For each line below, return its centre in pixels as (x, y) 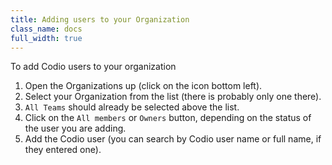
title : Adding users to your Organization (100, 19)
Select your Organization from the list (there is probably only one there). (173, 97)
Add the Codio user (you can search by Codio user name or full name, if (173, 139)
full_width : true (46, 38)
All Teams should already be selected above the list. (132, 107)
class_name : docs (46, 29)
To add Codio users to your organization (93, 67)
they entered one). (63, 150)
